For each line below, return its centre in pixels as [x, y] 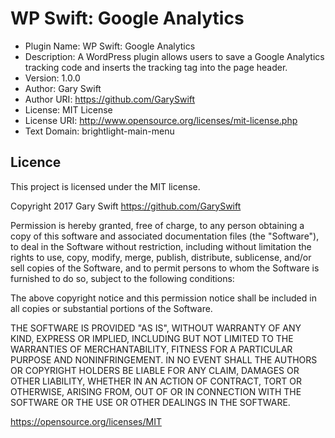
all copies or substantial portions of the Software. [111, 308]
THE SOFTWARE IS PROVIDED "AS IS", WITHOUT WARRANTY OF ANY [156, 328]
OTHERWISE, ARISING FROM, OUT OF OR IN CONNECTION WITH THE [156, 391]
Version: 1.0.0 [52, 78]
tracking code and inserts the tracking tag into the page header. [156, 67]
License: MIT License [68, 109]
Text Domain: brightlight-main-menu [99, 131]
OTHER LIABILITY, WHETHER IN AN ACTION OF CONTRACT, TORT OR [156, 381]
